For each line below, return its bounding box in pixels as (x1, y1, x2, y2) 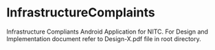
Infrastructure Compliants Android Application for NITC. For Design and (6, 27, 209, 36)
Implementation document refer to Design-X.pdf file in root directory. (6, 34, 201, 42)
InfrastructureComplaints (6, 5, 155, 21)
